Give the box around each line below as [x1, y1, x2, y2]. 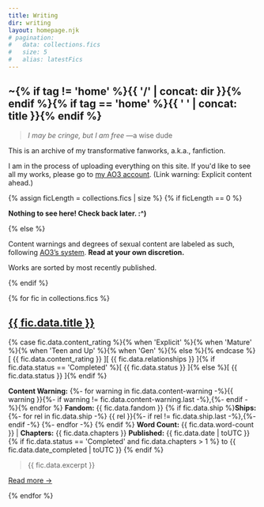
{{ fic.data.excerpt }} [27, 460, 96, 470]
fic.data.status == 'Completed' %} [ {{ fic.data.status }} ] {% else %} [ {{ [8, 362, 238, 372]
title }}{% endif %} [8, 110, 103, 123]
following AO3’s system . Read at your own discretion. [8, 247, 185, 257]
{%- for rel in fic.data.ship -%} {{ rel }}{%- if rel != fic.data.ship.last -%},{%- [8, 411, 257, 421]
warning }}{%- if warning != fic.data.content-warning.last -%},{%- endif [8, 394, 243, 404]
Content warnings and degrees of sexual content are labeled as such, [8, 238, 235, 249]
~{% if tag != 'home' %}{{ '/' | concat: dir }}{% [8, 84, 243, 99]
